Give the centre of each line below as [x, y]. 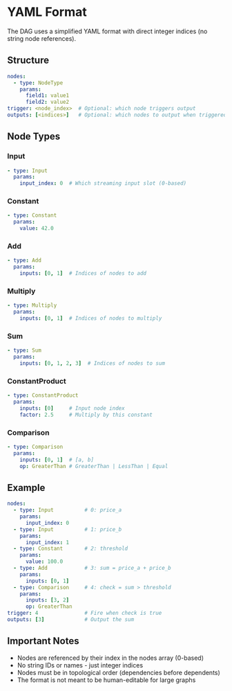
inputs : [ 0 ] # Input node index [72, 408]
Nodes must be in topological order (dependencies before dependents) [119, 672]
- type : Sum [24, 350]
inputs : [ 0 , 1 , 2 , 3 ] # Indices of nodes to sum [93, 364]
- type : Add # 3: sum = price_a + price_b [92, 568]
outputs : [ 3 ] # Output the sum [71, 620]
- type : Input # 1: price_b [68, 529]
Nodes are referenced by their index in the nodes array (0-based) [110, 658]
